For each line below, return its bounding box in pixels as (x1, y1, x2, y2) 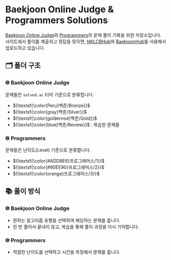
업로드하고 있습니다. (5, 45, 45, 51)
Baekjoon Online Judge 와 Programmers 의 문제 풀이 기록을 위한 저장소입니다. (5, 32, 162, 38)
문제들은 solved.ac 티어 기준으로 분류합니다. (5, 91, 94, 98)
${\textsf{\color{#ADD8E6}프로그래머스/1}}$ (12, 158, 105, 164)
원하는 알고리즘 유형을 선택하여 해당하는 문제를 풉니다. (12, 217, 121, 223)
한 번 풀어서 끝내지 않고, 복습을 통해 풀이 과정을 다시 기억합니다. (12, 224, 139, 230)
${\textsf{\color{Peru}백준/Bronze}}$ (12, 102, 90, 109)
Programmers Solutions (5, 14, 108, 26)
